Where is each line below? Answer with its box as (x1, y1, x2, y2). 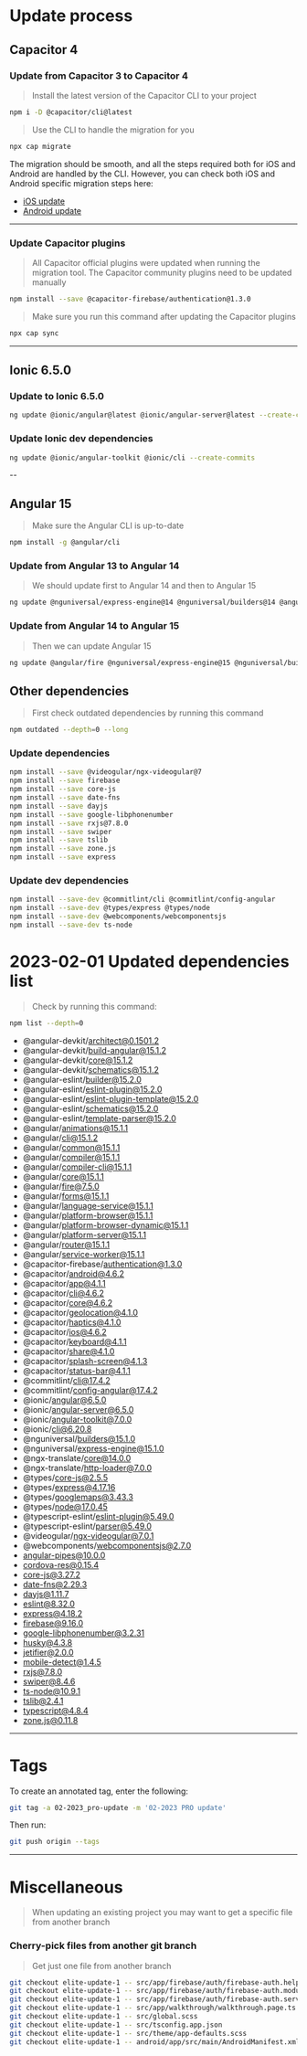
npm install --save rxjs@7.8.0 (9, 819, 129, 828)
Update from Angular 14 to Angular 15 (9, 620, 180, 632)
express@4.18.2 (22, 1607, 83, 1618)
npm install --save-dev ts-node (9, 920, 132, 929)
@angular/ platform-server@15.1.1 (22, 1229, 147, 1240)
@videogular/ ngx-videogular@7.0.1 (22, 1530, 154, 1541)
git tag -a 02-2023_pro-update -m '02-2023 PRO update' (9, 1803, 227, 1812)
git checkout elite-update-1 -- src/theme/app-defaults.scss (9, 2029, 248, 2038)
